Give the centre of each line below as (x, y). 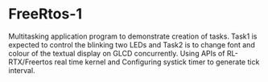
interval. (22, 70)
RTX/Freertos (31, 62)
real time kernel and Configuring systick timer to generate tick (157, 62)
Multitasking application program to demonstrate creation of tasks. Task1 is (133, 36)
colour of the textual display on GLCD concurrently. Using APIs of (117, 53)
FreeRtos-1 (45, 14)
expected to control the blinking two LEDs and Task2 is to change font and (132, 44)
